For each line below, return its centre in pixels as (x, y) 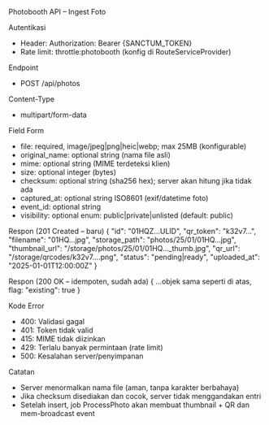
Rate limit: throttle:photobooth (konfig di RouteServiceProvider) (126, 52)
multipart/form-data (53, 115)
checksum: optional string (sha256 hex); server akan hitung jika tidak (136, 181)
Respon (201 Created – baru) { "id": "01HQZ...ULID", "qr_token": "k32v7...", (132, 231)
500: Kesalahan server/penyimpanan (82, 356)
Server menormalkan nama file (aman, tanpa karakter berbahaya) (130, 388)
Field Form (26, 130)
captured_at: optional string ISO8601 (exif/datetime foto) (114, 198)
